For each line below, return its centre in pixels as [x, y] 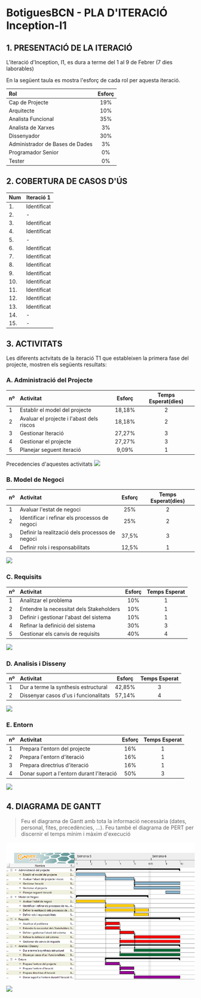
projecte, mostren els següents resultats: [57, 365]
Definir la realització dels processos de [68, 532]
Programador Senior [33, 153]
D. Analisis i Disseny [36, 663]
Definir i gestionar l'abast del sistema [66, 617]
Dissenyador [24, 136]
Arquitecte [22, 111]
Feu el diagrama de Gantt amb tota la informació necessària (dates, [103, 821]
